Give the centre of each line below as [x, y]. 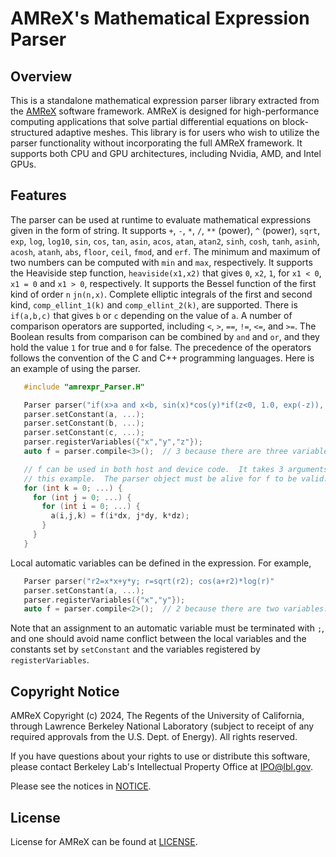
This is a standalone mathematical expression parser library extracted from [165, 100]
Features [38, 195]
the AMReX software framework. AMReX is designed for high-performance [165, 111]
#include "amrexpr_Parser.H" [84, 387]
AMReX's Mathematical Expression [160, 18]
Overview [41, 76]
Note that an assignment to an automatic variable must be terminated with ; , [167, 628]
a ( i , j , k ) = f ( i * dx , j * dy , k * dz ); [120, 516]
